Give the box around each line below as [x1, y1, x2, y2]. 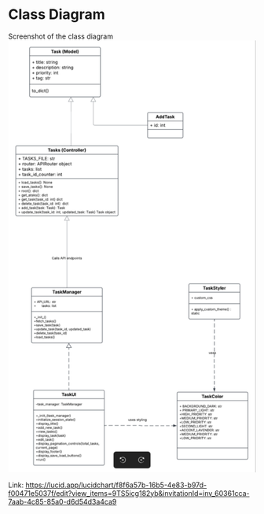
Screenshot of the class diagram [8, 31, 114, 41]
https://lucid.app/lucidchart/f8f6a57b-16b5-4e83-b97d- [25, 480, 207, 490]
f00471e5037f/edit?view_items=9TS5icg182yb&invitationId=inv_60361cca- [8, 488, 250, 497]
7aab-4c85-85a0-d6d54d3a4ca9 [8, 497, 117, 506]
